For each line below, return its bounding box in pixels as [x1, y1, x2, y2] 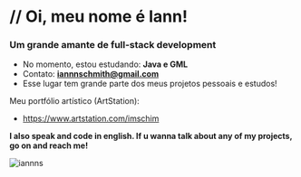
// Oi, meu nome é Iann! [9, 6, 189, 27]
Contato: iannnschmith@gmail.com [22, 69, 160, 79]
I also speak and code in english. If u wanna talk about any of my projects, [9, 131, 293, 142]
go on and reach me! [9, 140, 89, 151]
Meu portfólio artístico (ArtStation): [9, 96, 141, 107]
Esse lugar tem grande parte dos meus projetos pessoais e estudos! [22, 79, 278, 89]
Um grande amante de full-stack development [9, 39, 217, 51]
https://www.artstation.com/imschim [22, 113, 160, 124]
